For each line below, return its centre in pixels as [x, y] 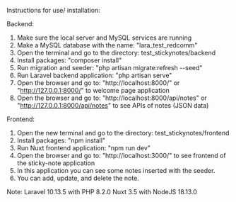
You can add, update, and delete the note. [78, 178]
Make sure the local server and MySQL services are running [104, 38]
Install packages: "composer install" [69, 60]
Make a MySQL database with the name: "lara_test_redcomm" [107, 45]
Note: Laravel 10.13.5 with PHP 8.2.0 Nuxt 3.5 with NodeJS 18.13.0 [102, 192]
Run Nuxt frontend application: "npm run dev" [84, 148]
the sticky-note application [56, 163]
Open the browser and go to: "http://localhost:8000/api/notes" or [112, 98]
